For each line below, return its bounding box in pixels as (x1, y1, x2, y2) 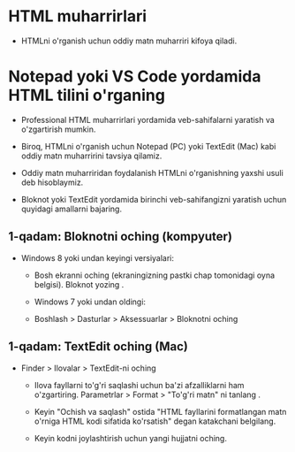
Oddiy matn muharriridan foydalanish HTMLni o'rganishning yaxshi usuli (20, 167, 284, 178)
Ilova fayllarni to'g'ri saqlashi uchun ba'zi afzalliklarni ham (34, 379, 245, 390)
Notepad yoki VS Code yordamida (8, 66, 261, 87)
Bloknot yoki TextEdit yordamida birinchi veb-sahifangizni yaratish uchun (20, 194, 287, 204)
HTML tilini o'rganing (8, 86, 165, 105)
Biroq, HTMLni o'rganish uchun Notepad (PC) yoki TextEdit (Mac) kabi (20, 141, 276, 151)
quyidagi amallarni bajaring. (20, 203, 123, 214)
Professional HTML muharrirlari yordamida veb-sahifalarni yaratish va (20, 114, 275, 125)
